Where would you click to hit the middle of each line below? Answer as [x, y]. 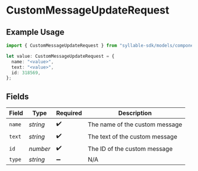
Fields [18, 96]
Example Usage [35, 32]
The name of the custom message [135, 124]
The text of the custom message [133, 136]
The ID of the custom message [130, 149]
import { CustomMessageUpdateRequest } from [62, 45]
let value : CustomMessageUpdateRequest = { [60, 56]
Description [135, 113]
